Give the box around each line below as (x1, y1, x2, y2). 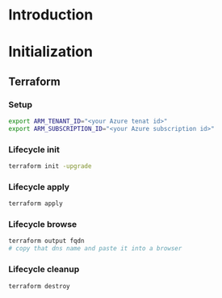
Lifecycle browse (8, 219, 77, 230)
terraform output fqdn (8, 237, 85, 246)
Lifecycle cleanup (8, 264, 80, 275)
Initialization (8, 43, 93, 61)
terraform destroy (8, 282, 70, 290)
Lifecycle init (8, 144, 61, 155)
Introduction (8, 6, 94, 24)
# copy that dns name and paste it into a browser (8, 245, 182, 253)
